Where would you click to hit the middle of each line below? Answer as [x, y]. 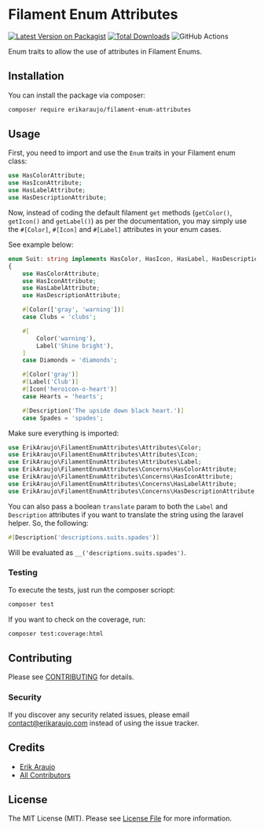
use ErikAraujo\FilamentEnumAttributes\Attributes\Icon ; [103, 455]
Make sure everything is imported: [64, 433]
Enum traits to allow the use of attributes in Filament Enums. [105, 51]
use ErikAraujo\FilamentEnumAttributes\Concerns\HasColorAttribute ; [123, 469]
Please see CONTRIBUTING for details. [71, 677]
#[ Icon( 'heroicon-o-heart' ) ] [70, 389]
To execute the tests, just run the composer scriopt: [92, 589]
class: [18, 161]
